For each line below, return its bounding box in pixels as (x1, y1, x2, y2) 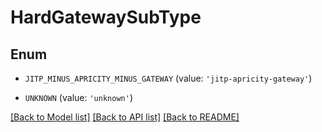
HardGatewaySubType (10, 6, 202, 29)
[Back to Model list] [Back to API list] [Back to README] (10, 111, 240, 123)
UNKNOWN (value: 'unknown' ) (24, 92, 133, 103)
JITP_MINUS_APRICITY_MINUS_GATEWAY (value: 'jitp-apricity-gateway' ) (24, 72, 313, 84)
